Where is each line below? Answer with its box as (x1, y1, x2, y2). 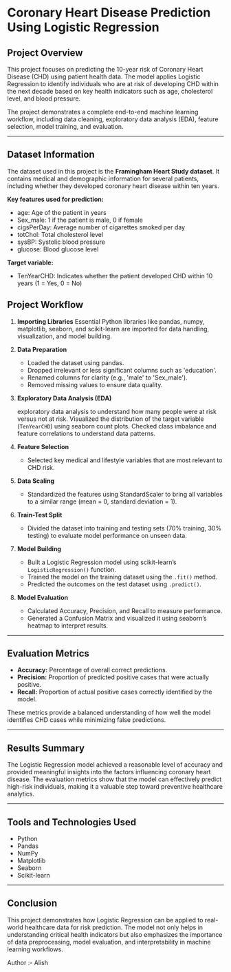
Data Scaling (16, 477, 55, 485)
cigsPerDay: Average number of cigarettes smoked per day (16, 223, 186, 231)
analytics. (7, 790, 34, 798)
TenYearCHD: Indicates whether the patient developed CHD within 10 (16, 271, 213, 280)
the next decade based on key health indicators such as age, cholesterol (7, 87, 213, 95)
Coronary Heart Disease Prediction (7, 5, 211, 21)
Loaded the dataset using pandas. (27, 358, 124, 366)
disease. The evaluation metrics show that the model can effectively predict (7, 775, 222, 783)
